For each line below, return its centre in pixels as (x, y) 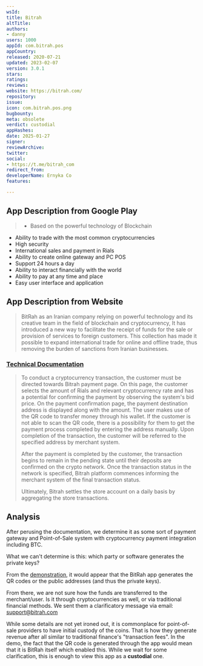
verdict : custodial (31, 125)
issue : (15, 102)
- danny (16, 35)
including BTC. (25, 545)
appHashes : (20, 131)
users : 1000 (21, 40)
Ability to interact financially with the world (68, 270)
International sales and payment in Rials (65, 250)
